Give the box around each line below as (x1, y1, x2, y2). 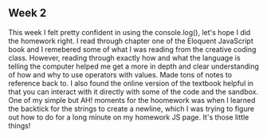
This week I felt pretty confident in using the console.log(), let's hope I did (8, 27, 251, 37)
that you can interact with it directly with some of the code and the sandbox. (8, 87, 259, 97)
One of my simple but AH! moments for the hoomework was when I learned (8, 95, 256, 104)
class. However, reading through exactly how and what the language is (8, 53, 241, 62)
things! (8, 120, 31, 130)
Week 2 (8, 6, 47, 20)
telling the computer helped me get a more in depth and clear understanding (8, 61, 259, 71)
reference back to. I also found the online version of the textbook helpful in (8, 78, 253, 88)
